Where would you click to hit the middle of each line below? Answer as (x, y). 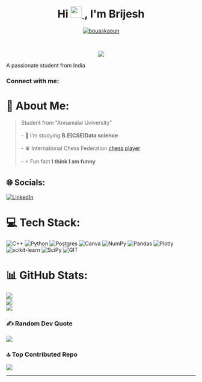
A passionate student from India (46, 65)
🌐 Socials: (26, 183)
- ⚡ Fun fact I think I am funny (58, 161)
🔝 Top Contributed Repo (42, 354)
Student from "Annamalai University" (66, 122)
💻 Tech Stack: (43, 222)
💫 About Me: (38, 106)
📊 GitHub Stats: (47, 275)
